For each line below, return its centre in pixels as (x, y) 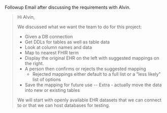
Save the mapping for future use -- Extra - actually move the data (93, 85)
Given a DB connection (49, 37)
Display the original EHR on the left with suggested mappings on (92, 58)
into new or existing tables (52, 90)
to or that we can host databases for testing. (63, 105)
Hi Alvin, (26, 17)
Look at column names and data (58, 47)
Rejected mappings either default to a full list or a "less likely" (96, 74)
